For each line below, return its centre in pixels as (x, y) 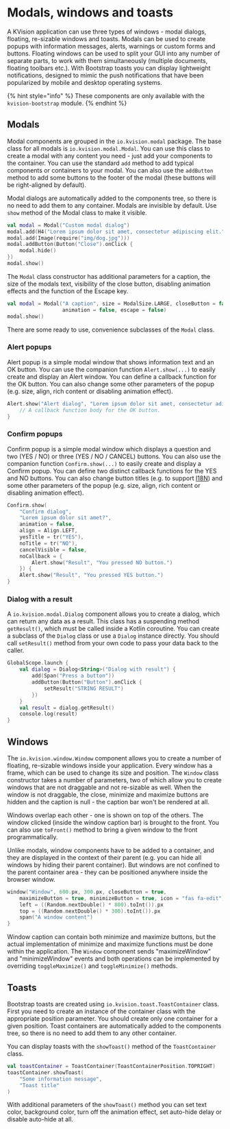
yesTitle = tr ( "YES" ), (52, 537)
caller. (16, 650)
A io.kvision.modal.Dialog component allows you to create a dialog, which (114, 614)
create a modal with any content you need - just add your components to (110, 156)
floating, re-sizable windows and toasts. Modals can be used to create (106, 38)
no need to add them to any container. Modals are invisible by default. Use (112, 205)
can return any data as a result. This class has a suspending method (103, 621)
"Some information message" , (61, 1079)
